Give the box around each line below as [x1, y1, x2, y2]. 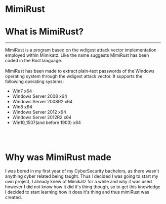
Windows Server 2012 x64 [12, 109, 67, 115]
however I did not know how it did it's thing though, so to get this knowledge [5, 184, 161, 190]
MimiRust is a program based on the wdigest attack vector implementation [5, 47, 157, 53]
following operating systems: [5, 79, 64, 84]
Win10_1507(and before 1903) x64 [12, 120, 82, 125]
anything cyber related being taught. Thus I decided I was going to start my [5, 173, 159, 179]
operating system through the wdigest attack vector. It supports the [5, 73, 143, 80]
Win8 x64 [12, 104, 33, 110]
